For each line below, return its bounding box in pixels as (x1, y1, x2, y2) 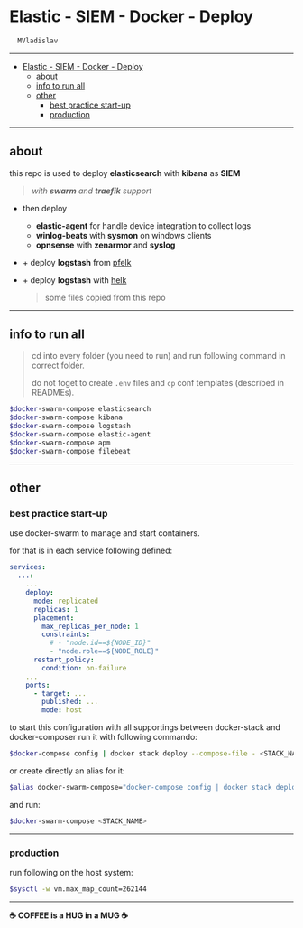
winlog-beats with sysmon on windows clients (35, 230, 212, 240)
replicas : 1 (32, 605, 78, 614)
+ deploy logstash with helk (22, 274, 127, 286)
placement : (32, 613, 75, 623)
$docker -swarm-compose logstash (9, 422, 131, 431)
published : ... (41, 698, 99, 707)
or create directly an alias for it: (9, 765, 125, 776)
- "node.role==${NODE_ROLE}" (49, 647, 160, 656)
